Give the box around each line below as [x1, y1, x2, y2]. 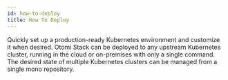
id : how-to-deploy [7, 10, 60, 17]
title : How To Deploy [7, 17, 70, 23]
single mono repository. [7, 65, 75, 73]
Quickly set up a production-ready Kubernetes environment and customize [7, 35, 220, 43]
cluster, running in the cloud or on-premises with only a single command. [7, 50, 216, 59]
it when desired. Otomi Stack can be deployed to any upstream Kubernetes [7, 43, 221, 51]
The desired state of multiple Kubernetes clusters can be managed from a [7, 57, 218, 66]
